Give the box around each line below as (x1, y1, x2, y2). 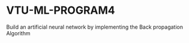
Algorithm (6, 29, 31, 36)
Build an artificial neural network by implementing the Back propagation (6, 23, 183, 30)
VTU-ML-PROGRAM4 (6, 4, 115, 17)
